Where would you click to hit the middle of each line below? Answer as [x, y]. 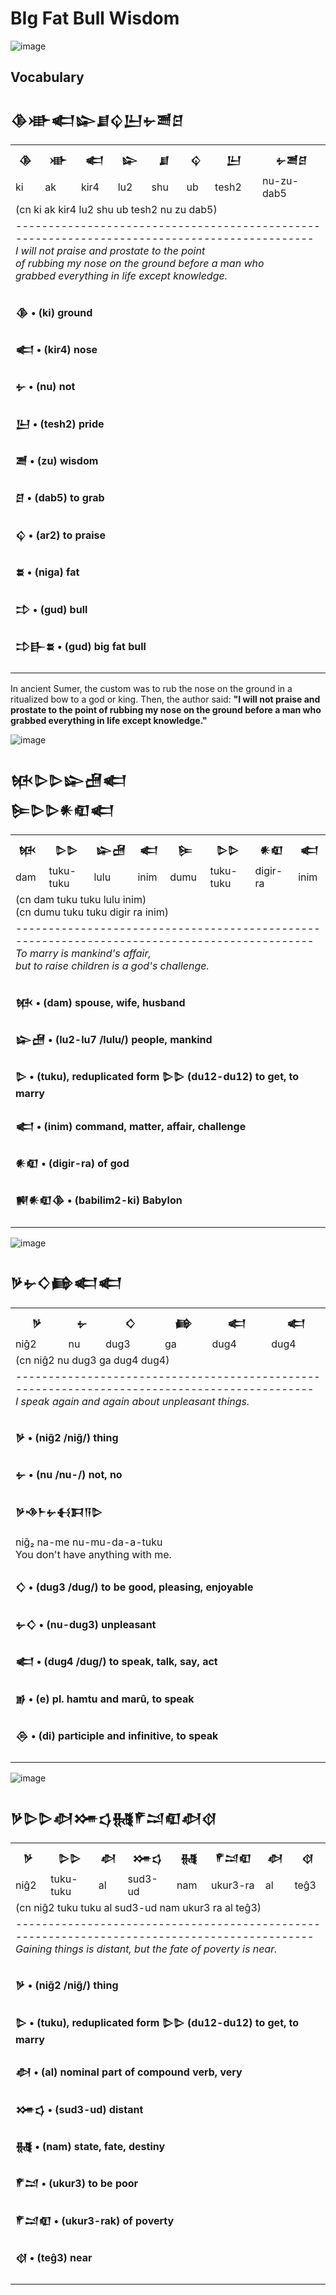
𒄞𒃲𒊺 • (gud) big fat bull [81, 647]
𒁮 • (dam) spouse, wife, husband [100, 1002]
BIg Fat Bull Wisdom [95, 18]
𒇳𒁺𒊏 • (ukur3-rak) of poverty [95, 2220]
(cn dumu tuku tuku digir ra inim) [92, 912]
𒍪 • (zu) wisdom [57, 461]
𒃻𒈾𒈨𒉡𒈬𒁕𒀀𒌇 [59, 1512]
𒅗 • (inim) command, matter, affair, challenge [131, 1126]
